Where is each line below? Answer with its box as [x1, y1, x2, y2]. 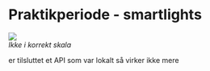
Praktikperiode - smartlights [8, 6, 202, 24]
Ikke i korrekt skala [8, 40, 72, 49]
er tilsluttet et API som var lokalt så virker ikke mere [8, 55, 179, 65]
